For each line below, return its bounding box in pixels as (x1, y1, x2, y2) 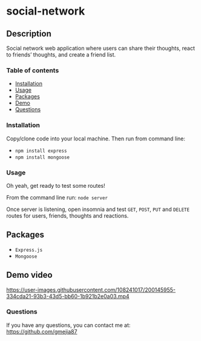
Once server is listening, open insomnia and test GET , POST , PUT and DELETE (6, 205, 189, 213)
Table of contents (6, 66, 59, 74)
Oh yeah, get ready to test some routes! (6, 182, 106, 189)
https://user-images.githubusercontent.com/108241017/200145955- (6, 286, 176, 293)
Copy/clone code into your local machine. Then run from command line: (6, 135, 186, 142)
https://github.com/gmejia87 (6, 328, 77, 335)
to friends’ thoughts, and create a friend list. (6, 51, 116, 58)
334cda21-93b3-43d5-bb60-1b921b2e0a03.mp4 (6, 292, 130, 300)
